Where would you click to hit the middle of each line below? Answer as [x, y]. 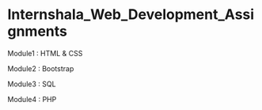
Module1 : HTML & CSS [45, 53]
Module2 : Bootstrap [41, 68]
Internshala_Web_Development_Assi [131, 15]
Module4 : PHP [32, 99]
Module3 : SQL [32, 84]
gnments [38, 31]
